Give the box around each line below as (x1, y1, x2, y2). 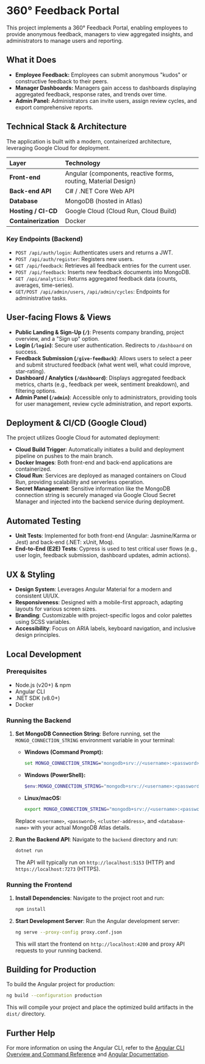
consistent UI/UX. (15, 592, 60, 599)
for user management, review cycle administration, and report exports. (15, 400, 193, 408)
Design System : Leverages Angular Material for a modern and (15, 586, 172, 593)
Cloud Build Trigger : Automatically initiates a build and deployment (15, 446, 184, 454)
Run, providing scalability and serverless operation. (15, 479, 145, 486)
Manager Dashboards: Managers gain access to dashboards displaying (15, 84, 196, 91)
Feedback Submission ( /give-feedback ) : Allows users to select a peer (15, 354, 192, 362)
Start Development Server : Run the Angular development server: (15, 917, 180, 924)
